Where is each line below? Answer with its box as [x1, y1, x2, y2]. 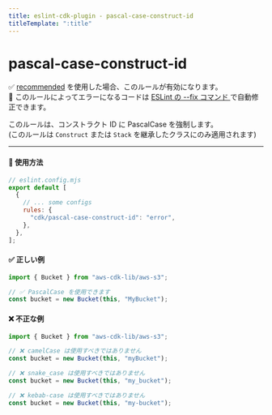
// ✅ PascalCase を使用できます [8, 288, 111, 296]
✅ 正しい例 [8, 255, 45, 264]
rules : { [23, 206, 53, 215]
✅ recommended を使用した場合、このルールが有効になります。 [8, 82, 223, 92]
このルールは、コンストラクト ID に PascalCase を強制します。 [8, 119, 219, 130]
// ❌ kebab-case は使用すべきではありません [8, 391, 146, 400]
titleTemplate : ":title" [8, 19, 92, 28]
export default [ [8, 183, 67, 191]
